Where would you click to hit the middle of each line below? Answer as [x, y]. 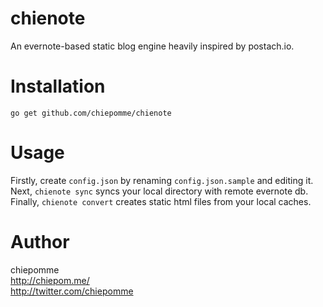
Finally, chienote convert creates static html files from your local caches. [161, 201]
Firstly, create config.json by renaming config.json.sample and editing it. [162, 180]
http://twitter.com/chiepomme [72, 291]
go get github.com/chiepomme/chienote [91, 113]
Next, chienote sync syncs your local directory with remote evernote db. [159, 191]
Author [40, 242]
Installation [58, 86]
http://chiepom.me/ [50, 280]
